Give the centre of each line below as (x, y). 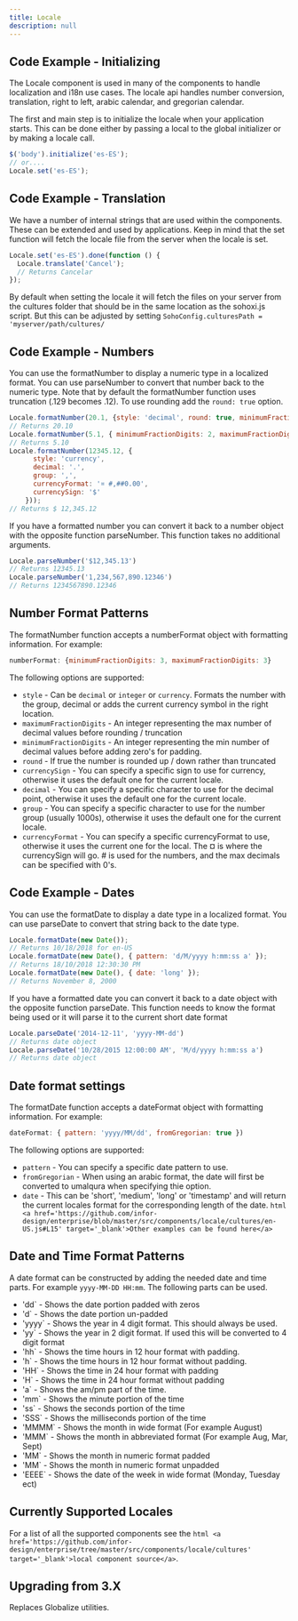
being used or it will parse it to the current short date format (118, 1017)
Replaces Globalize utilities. (59, 1608)
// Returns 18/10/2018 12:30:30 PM (75, 965)
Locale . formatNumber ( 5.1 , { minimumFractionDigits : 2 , (113, 434)
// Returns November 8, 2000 (63, 981)
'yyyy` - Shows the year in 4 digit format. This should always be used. (149, 1323)
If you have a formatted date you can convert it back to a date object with (143, 998)
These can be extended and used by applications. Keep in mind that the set (147, 229)
